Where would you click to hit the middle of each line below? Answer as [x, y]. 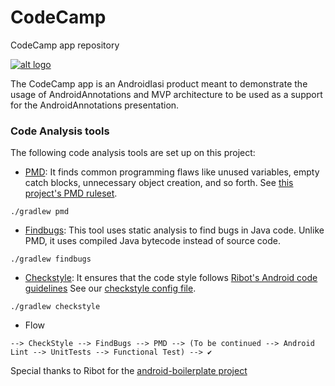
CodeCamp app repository [65, 45]
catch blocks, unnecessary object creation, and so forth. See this [159, 183]
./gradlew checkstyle [55, 307]
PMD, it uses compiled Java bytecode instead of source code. [152, 241]
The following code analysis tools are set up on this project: [133, 153]
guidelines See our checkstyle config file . [110, 288]
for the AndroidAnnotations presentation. [95, 105]
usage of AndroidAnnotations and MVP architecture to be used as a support [166, 94]
